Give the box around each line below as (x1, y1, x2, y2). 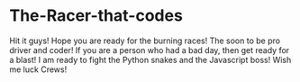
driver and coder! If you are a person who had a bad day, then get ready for (9, 44, 290, 55)
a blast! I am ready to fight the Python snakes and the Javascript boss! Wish (9, 54, 292, 65)
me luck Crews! (9, 64, 68, 75)
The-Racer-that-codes (9, 5, 183, 26)
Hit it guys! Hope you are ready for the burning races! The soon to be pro (9, 35, 281, 46)
